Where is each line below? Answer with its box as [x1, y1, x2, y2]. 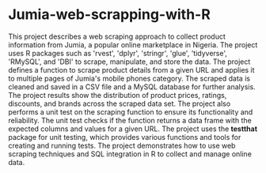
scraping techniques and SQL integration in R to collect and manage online [8, 149, 252, 159]
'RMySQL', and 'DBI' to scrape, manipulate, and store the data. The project [8, 57, 251, 66]
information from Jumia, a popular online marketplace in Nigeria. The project [8, 39, 258, 49]
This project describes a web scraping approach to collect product [8, 32, 226, 41]
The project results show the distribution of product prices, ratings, [8, 90, 227, 100]
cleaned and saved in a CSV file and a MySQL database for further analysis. [8, 81, 256, 92]
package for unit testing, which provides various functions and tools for [8, 132, 241, 141]
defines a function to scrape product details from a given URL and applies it [8, 65, 255, 74]
